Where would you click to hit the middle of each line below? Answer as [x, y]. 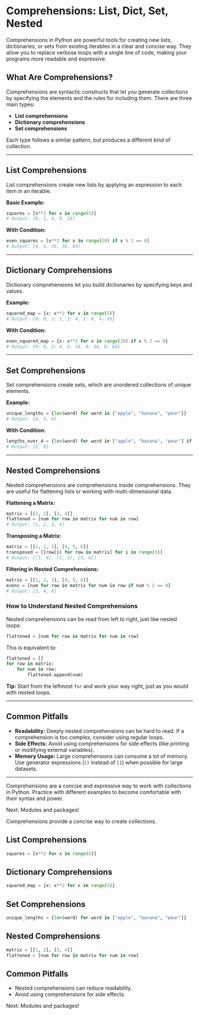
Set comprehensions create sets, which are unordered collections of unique [99, 385]
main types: [20, 104]
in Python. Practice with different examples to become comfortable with [94, 792]
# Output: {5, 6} [28, 446]
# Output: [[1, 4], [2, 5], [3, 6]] [51, 558]
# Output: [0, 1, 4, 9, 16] [41, 219]
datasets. [26, 769]
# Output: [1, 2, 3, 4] [36, 525]
